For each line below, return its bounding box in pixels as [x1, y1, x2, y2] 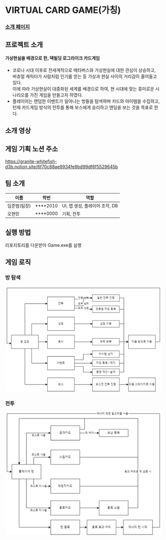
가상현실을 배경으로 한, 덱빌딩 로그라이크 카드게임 [5, 55, 100, 61]
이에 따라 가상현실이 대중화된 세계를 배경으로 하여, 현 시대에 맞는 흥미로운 [12, 85, 155, 92]
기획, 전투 [62, 210, 81, 216]
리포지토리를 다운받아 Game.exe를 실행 [5, 242, 82, 248]
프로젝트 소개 [5, 40, 43, 49]
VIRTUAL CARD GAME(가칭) [5, 4, 121, 16]
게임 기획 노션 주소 [5, 145, 58, 153]
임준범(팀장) [7, 203, 31, 209]
